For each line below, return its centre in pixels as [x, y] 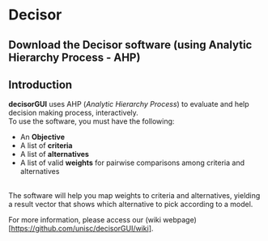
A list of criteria [46, 146]
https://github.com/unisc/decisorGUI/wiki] [81, 229]
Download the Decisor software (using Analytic [130, 45]
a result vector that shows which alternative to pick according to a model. [131, 205]
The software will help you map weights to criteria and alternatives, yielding [134, 196]
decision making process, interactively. [74, 113]
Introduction [40, 85]
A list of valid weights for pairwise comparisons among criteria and [132, 163]
